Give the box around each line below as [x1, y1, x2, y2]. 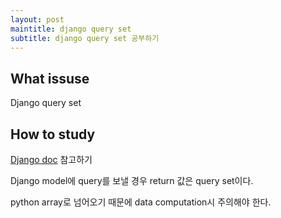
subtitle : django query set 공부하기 [10, 33, 160, 43]
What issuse [10, 70, 90, 87]
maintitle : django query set [10, 24, 132, 34]
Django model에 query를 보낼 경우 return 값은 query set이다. [10, 175, 254, 186]
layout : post [10, 14, 65, 25]
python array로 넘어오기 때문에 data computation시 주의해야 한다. [10, 196, 272, 208]
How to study [10, 126, 96, 143]
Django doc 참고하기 [10, 154, 93, 165]
